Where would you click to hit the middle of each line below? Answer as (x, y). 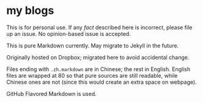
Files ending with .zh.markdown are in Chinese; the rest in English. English (98, 69)
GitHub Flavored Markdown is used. (51, 93)
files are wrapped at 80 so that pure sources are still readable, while (92, 75)
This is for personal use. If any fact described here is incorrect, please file (99, 27)
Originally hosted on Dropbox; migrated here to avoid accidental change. (98, 57)
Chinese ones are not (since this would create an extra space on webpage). (102, 82)
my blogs (30, 11)
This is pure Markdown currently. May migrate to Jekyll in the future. (93, 46)
